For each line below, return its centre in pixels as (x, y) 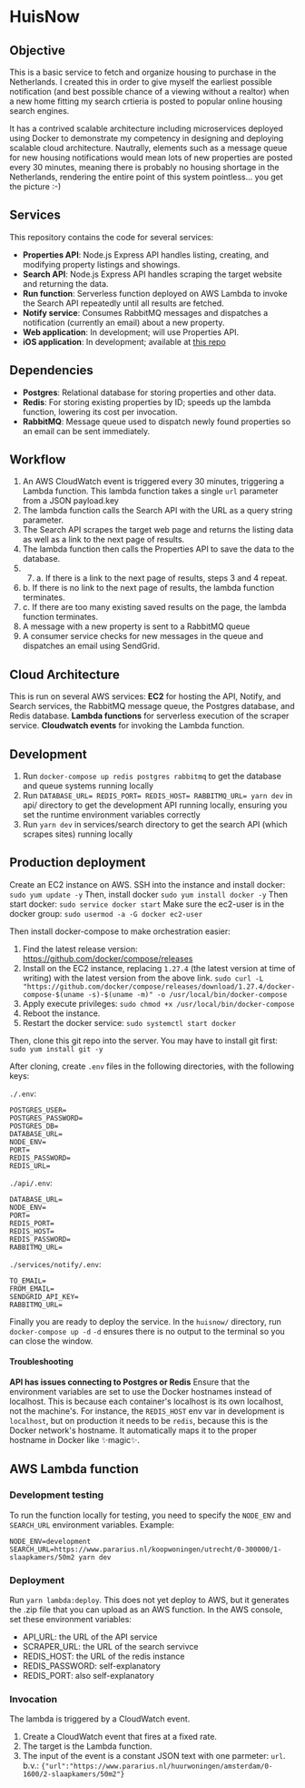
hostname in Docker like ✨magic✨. (75, 1440)
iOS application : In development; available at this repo (124, 341)
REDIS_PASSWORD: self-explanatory (91, 1666)
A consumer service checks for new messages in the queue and (143, 636)
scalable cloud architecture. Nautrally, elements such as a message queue (148, 148)
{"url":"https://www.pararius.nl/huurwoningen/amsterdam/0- (157, 1767)
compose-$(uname (53, 994)
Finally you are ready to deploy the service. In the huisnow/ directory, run (145, 1321)
